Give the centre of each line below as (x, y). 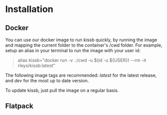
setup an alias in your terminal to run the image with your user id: (73, 50)
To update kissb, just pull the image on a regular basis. (62, 90)
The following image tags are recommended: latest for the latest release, (81, 75)
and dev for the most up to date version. (47, 81)
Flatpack (19, 106)
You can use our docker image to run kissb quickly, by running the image (81, 40)
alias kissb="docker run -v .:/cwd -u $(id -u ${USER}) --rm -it (82, 60)
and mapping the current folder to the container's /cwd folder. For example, (84, 45)
